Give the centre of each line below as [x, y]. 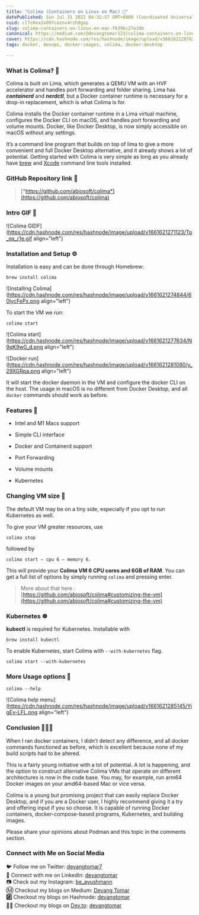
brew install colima [32, 278]
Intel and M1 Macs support [47, 423]
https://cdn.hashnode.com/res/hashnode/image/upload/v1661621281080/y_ [100, 365]
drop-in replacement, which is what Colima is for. [66, 102]
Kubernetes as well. [30, 515]
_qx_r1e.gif [19, 238]
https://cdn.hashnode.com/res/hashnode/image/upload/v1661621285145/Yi [100, 706]
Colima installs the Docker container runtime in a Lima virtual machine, [92, 114]
